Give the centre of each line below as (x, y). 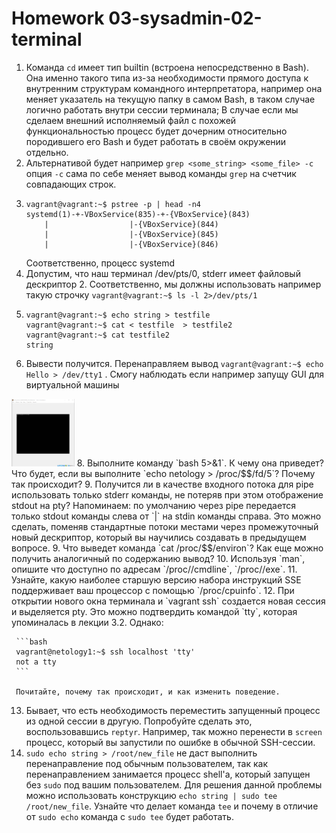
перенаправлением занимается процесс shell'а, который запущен (168, 774)
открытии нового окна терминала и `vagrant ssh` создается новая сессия (168, 601)
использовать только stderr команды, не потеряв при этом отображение (167, 494)
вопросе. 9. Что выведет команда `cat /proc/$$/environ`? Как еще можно (167, 548)
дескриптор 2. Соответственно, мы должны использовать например (173, 284)
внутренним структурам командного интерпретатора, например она (174, 88)
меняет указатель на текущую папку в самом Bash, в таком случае (170, 99)
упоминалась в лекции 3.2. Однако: (87, 622)
